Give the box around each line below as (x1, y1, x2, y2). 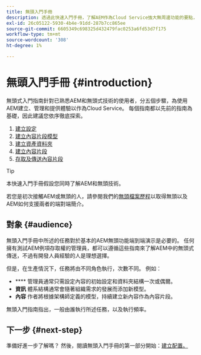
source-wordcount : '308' (6, 37, 69, 43)
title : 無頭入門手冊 (6, 8, 53, 15)
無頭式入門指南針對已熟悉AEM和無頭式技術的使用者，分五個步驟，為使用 (6, 97, 188, 104)
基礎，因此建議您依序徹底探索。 (6, 112, 86, 119)
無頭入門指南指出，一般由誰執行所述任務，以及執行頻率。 (6, 305, 150, 313)
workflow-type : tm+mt (6, 31, 61, 37)
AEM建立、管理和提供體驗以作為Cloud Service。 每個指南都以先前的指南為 (6, 104, 193, 112)
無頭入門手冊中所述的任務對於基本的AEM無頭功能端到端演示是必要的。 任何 (6, 236, 195, 244)
